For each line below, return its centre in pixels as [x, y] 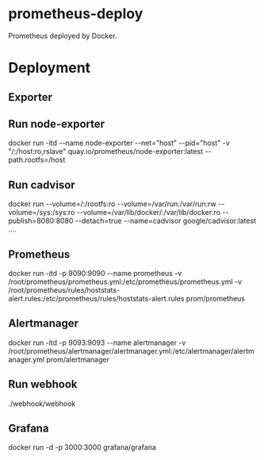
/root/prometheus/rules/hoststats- [64, 289]
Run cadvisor [42, 184]
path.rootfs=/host [37, 160]
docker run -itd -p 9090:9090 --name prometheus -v [95, 273]
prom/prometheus [216, 298]
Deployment [50, 68]
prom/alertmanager [78, 359]
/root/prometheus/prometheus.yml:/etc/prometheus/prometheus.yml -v [125, 282]
